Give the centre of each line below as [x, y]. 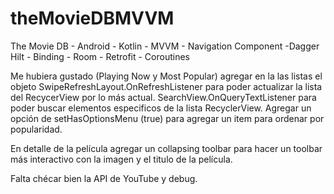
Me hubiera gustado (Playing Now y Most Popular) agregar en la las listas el [166, 76]
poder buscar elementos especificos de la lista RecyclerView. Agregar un [161, 108]
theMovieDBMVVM [92, 18]
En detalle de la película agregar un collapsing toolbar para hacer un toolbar [166, 148]
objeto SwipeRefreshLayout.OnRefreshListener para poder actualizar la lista [166, 86]
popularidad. [36, 129]
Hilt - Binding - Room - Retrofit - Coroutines [100, 56]
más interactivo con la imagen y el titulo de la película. [121, 159]
